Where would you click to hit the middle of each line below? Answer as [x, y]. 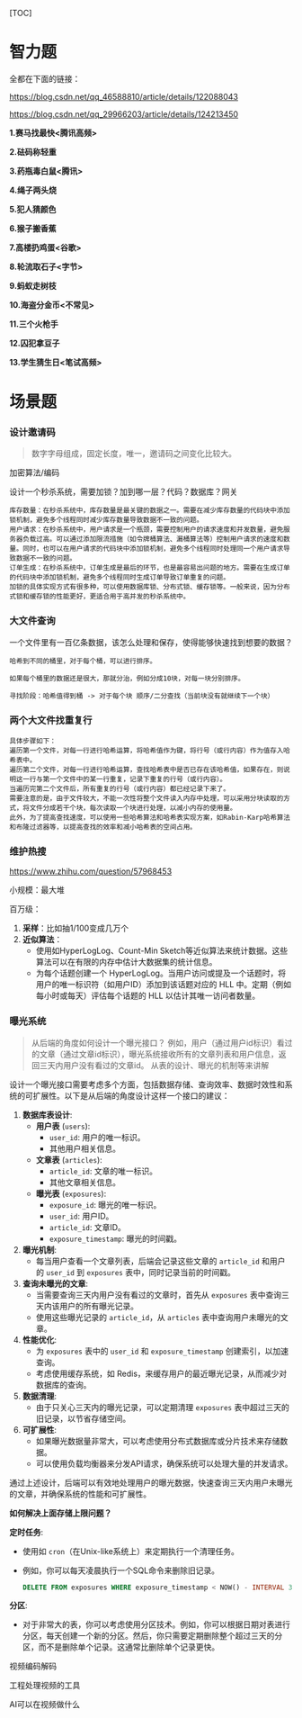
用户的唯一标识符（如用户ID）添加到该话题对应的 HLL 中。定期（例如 [164, 985]
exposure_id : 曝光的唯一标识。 [105, 1204]
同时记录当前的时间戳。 [191, 1272]
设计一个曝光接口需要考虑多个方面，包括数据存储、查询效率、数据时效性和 [147, 1084]
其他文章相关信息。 [85, 1182]
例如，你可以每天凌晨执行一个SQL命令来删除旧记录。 [121, 1570]
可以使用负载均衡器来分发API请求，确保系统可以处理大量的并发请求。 [164, 1463]
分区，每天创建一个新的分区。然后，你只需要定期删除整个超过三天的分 [152, 1636]
